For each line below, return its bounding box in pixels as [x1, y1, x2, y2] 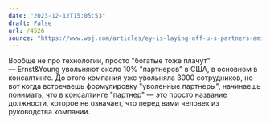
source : [8, 34, 35, 42]
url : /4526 [8, 26, 45, 34]
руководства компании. [8, 107, 91, 117]
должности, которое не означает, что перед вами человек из [8, 98, 219, 108]
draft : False [8, 19, 52, 27]
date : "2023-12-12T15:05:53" [8, 11, 106, 20]
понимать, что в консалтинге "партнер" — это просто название [8, 90, 227, 100]
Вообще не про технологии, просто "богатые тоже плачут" [8, 56, 211, 66]
